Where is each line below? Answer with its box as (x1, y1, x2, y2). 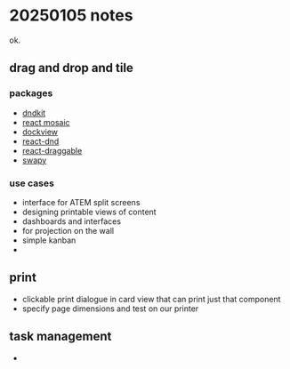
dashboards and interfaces (21, 215, 122, 227)
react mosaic (21, 116, 70, 127)
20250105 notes (9, 5, 133, 26)
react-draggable (21, 145, 83, 156)
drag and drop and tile (9, 60, 133, 76)
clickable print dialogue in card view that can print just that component (21, 293, 281, 304)
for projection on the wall (21, 225, 114, 236)
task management (9, 329, 112, 344)
